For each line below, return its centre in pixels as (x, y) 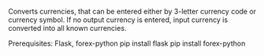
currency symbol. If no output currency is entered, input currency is (118, 20)
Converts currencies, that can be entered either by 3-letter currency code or (132, 11)
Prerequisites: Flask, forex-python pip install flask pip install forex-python (127, 43)
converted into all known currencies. (67, 28)
